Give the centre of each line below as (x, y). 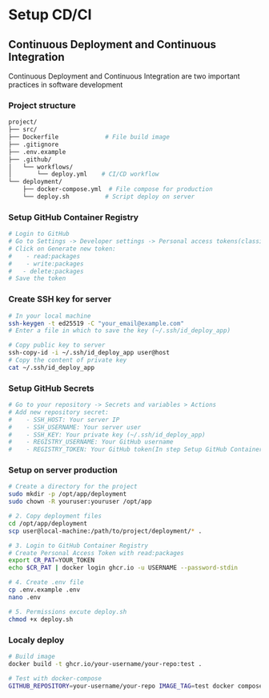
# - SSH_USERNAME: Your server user (75, 427)
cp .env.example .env (44, 590)
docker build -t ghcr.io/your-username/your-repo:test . (105, 664)
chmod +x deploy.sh (41, 619)
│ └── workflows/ (41, 167)
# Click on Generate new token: (62, 249)
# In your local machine (50, 316)
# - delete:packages (46, 271)
